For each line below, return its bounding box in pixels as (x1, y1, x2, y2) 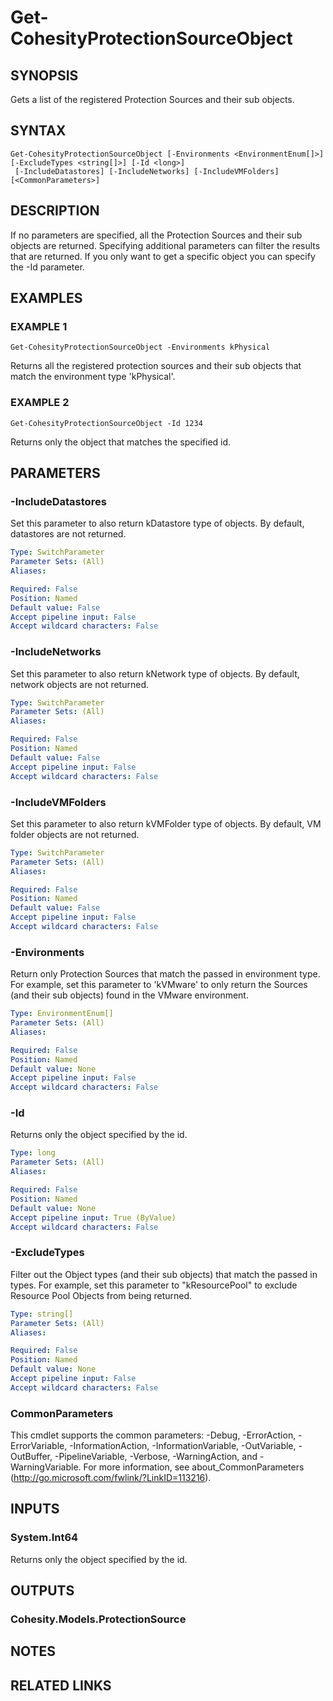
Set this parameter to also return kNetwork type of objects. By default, (10, 667, 300, 680)
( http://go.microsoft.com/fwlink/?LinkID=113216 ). (10, 1472, 212, 1484)
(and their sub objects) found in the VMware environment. (10, 989, 249, 1001)
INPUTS (10, 1501, 60, 1518)
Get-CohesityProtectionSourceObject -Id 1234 (10, 418, 203, 428)
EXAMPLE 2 (10, 396, 70, 410)
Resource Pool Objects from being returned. (10, 1289, 193, 1301)
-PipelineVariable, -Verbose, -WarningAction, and (54, 1451, 258, 1463)
